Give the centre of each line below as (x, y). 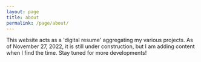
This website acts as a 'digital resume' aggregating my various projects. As (100, 40)
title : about (23, 17)
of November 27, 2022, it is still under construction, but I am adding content (100, 46)
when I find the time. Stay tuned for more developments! (77, 53)
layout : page (23, 12)
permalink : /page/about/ (38, 23)
